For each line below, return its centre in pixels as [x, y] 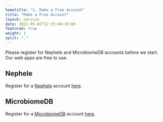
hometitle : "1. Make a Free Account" [45, 10]
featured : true [21, 29]
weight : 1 [16, 33]
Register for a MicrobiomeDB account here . [50, 113]
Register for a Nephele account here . [44, 86]
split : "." [17, 38]
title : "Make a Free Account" [37, 15]
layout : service [22, 19]
